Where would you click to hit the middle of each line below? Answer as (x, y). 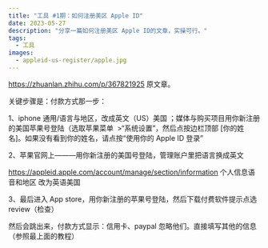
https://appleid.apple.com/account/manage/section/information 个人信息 (128, 172)
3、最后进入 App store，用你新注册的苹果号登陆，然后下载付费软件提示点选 (133, 199)
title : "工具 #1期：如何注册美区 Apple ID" (76, 16)
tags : (17, 38)
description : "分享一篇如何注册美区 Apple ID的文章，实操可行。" (108, 30)
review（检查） (33, 209)
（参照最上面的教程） (43, 236)
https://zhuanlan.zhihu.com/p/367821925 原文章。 (92, 84)
